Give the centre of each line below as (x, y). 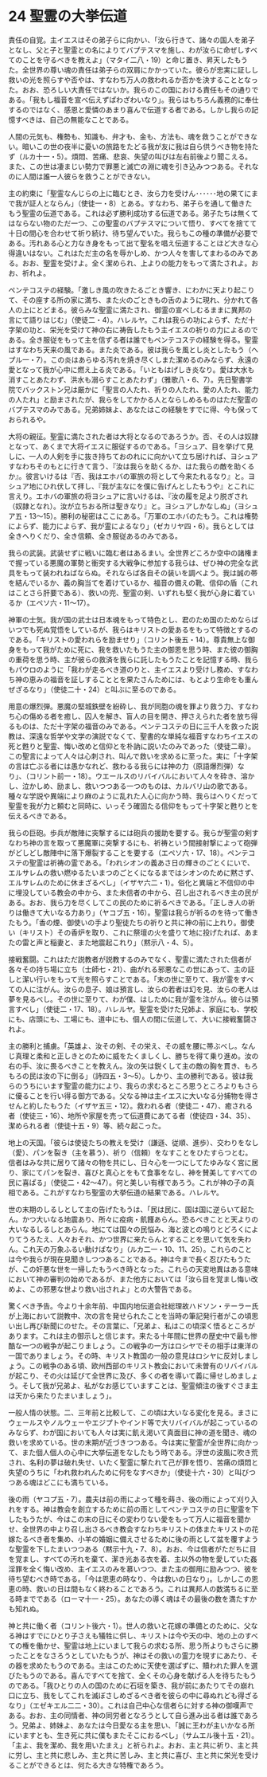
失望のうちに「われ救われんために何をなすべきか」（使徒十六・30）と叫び (129, 1472)
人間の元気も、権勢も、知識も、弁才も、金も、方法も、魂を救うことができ (130, 136)
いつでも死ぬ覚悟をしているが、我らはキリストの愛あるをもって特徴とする (130, 630)
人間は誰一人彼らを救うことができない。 (88, 176)
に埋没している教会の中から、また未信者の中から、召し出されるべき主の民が (133, 892)
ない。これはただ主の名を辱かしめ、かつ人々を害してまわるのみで (143, 253)
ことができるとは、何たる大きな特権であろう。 (91, 1765)
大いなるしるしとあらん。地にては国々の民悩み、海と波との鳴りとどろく (126, 1229)
